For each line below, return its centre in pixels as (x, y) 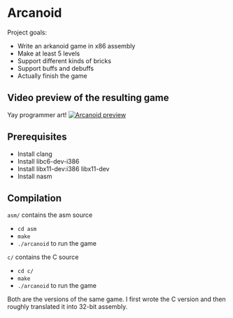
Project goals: (27, 32)
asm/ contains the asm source (50, 215)
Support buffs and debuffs (56, 68)
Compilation (34, 198)
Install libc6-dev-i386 (48, 161)
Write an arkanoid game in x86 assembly (76, 46)
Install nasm (35, 176)
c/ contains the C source (43, 257)
